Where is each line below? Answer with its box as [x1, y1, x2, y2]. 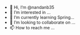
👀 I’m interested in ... [9, 9, 51, 15]
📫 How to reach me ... [9, 25, 55, 30]
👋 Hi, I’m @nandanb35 [9, 5, 55, 10]
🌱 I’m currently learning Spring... [9, 15, 75, 20]
